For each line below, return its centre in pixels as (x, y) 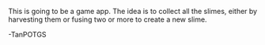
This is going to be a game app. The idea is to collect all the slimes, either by (133, 11)
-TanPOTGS (27, 35)
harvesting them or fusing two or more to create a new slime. (108, 19)
